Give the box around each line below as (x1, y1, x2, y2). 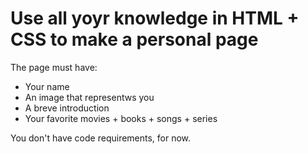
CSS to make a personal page (10, 28, 259, 51)
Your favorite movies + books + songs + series (24, 112, 218, 124)
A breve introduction (24, 102, 110, 114)
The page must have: (10, 61, 98, 73)
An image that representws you (24, 91, 155, 103)
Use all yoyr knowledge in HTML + (10, 7, 300, 30)
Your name (24, 80, 70, 92)
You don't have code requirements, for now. (10, 132, 192, 144)
